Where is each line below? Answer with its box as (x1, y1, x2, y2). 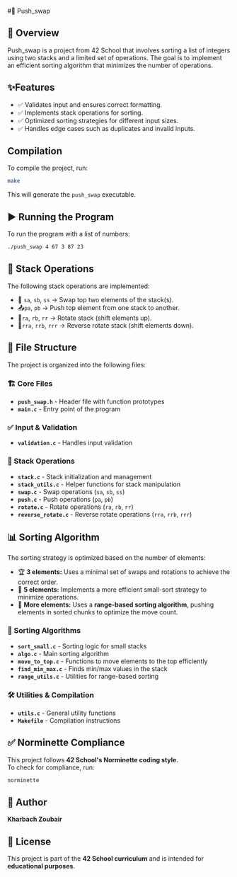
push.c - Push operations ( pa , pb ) (17, 495, 113, 503)
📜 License (7, 835, 52, 847)
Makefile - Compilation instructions (17, 716, 121, 725)
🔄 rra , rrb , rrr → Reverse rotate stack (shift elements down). (17, 321, 195, 329)
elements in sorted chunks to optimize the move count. (17, 608, 178, 617)
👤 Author (7, 796, 47, 808)
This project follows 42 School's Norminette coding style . (7, 755, 179, 764)
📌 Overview (7, 27, 59, 39)
